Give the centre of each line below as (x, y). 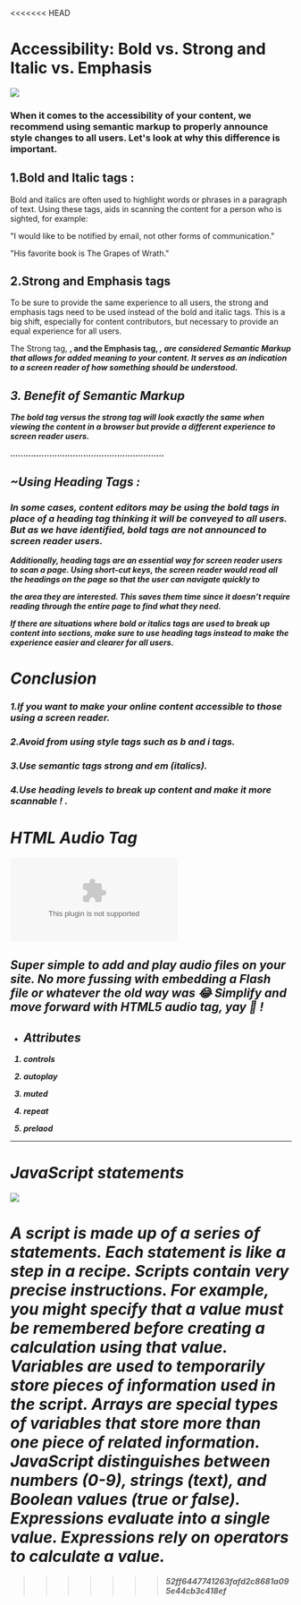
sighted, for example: (49, 218)
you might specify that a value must (147, 1309)
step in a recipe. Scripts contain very (150, 1272)
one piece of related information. (135, 1443)
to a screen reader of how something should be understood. (124, 368)
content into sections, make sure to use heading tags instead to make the (150, 633)
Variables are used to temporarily (138, 1367)
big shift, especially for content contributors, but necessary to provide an (145, 322)
